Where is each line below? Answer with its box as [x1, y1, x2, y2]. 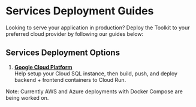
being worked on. [5, 94, 49, 101]
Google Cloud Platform [14, 63, 73, 71]
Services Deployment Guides [5, 4, 154, 18]
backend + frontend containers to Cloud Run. [14, 76, 126, 83]
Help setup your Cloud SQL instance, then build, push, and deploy [14, 70, 178, 77]
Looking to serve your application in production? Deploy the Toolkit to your [5, 24, 190, 31]
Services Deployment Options [5, 48, 120, 58]
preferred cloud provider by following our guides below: [5, 30, 144, 37]
